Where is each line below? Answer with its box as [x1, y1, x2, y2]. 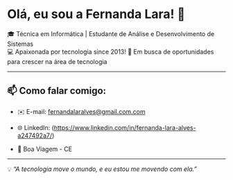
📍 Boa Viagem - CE [17, 145, 73, 153]
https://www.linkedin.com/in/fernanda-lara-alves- [53, 123, 196, 131]
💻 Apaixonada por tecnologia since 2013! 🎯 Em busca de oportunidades [7, 47, 214, 56]
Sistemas [7, 40, 33, 48]
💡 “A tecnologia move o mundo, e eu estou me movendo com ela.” [7, 165, 198, 173]
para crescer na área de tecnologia [7, 57, 107, 65]
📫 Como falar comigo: [7, 85, 106, 97]
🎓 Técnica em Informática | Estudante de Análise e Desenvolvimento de [7, 29, 215, 38]
